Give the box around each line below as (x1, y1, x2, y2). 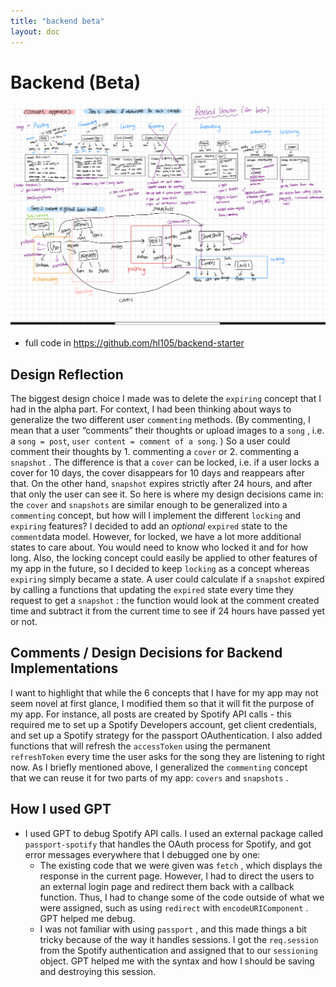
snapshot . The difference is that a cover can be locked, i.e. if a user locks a (10, 456, 320, 469)
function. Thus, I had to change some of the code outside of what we (39, 891, 325, 903)
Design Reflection (10, 366, 124, 383)
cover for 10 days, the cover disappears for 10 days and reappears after (10, 467, 305, 479)
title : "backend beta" (10, 16, 105, 26)
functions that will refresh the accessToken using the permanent (10, 740, 271, 752)
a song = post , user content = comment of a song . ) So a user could (10, 435, 291, 447)
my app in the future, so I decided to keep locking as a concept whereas (10, 563, 310, 575)
